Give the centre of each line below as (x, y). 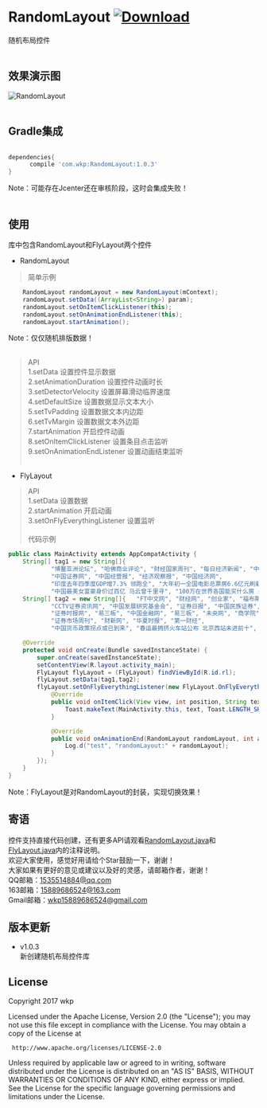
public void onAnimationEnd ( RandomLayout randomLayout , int (152, 738)
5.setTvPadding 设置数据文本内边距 (85, 412)
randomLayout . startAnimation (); (76, 322)
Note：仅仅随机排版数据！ (51, 338)
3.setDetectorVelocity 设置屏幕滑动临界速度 (99, 392)
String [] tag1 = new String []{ (74, 562)
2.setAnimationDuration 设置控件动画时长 (95, 382)
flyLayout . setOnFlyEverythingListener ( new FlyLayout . (128, 687)
